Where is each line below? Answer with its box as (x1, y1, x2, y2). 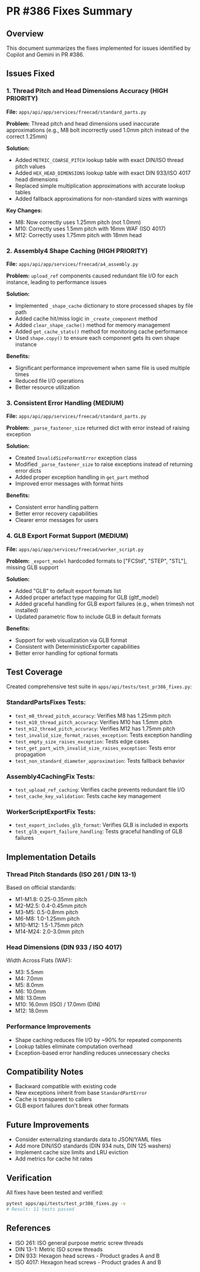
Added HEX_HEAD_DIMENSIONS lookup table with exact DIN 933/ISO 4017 (15, 169, 191, 177)
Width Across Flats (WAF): (6, 957, 73, 964)
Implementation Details (6, 851, 96, 862)
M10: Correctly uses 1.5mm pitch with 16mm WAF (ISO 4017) (15, 225, 166, 232)
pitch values (15, 163, 46, 170)
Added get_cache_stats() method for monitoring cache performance (15, 328, 188, 335)
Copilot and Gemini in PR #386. (6, 51, 85, 58)
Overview (6, 29, 44, 39)
